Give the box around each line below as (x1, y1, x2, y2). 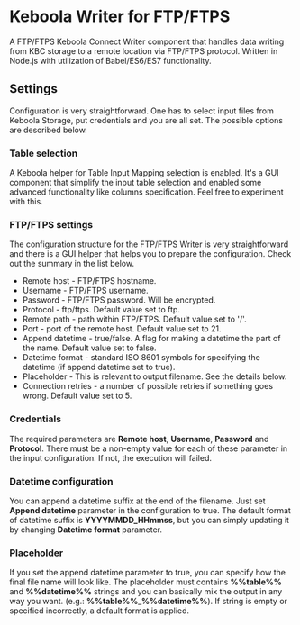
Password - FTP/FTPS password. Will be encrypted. (22, 294, 216, 305)
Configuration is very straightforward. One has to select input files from (9, 105, 275, 116)
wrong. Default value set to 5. (22, 390, 132, 402)
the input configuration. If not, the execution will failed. (9, 452, 213, 463)
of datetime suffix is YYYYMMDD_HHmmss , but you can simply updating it (9, 514, 290, 525)
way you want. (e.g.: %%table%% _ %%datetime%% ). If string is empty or (9, 596, 288, 607)
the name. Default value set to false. (22, 342, 157, 353)
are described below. (9, 124, 87, 135)
